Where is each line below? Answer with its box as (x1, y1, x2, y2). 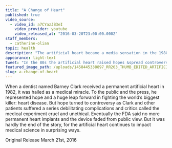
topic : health (5, 46, 36, 51)
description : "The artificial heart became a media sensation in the (5, 50, 157, 55)
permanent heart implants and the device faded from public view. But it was (5, 116, 165, 122)
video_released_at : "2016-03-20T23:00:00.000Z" (14, 31, 118, 36)
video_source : (5, 17, 36, 22)
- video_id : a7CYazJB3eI (10, 22, 63, 27)
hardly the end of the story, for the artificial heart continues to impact (5, 121, 151, 128)
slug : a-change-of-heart (5, 70, 58, 75)
